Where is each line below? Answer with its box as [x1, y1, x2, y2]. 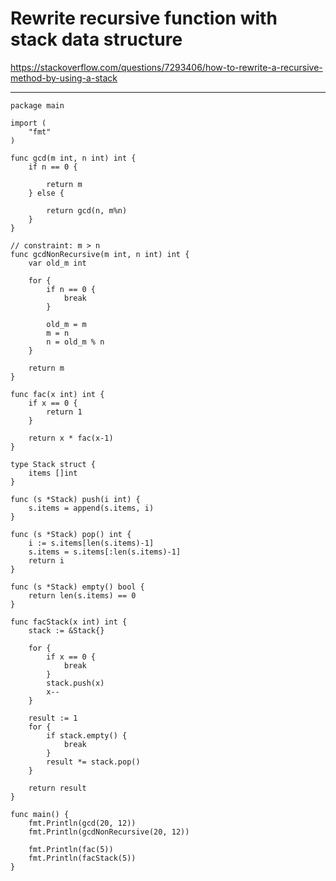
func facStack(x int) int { [10, 617, 128, 627]
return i [28, 555, 65, 566]
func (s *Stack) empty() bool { [10, 582, 145, 592]
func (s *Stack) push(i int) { [10, 494, 141, 504]
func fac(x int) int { [10, 389, 105, 399]
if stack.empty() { [46, 730, 128, 741]
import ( [10, 118, 47, 128]
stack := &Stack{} [28, 625, 105, 636]
